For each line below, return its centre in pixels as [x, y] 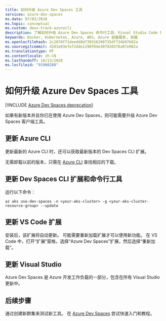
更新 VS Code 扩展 [33, 222]
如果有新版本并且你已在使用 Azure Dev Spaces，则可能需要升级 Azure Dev [81, 115]
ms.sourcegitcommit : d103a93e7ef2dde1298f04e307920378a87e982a [72, 47]
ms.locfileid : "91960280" [32, 65]
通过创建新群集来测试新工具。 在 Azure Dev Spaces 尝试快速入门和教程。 [80, 314]
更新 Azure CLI [28, 138]
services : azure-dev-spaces [34, 14]
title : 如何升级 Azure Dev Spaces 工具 [44, 10]
